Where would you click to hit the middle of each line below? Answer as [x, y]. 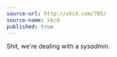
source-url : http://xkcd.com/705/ [57, 14]
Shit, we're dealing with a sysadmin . [58, 47]
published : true [30, 26]
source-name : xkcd [33, 20]
